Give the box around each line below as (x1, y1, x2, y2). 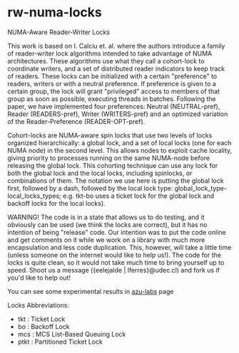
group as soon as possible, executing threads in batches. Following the (7, 94, 216, 103)
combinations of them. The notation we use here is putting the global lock (7, 176, 224, 185)
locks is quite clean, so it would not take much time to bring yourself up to (7, 258, 225, 267)
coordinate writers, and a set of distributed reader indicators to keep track (7, 64, 225, 73)
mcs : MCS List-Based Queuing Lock (17, 330, 126, 338)
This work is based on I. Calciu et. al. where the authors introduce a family (7, 41, 225, 50)
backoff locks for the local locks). (7, 199, 106, 207)
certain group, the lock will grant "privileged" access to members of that (7, 87, 220, 95)
